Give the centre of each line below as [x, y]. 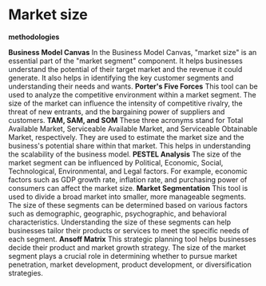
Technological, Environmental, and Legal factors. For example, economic [128, 171]
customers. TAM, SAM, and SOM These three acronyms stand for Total [126, 120]
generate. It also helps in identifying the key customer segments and [121, 77]
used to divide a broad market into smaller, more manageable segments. [127, 197]
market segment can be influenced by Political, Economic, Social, [116, 162]
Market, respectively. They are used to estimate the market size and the [126, 137]
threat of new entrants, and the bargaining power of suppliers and [117, 111]
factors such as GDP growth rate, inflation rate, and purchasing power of [128, 179]
